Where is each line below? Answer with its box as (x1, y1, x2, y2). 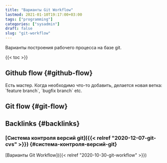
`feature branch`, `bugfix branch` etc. (5, 88, 82, 94)
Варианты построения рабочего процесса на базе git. (5, 45, 122, 50)
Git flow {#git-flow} (5, 102, 68, 111)
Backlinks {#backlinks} (5, 119, 80, 128)
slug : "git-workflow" (5, 31, 51, 36)
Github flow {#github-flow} (5, 69, 93, 77)
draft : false (5, 26, 33, 31)
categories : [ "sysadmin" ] (5, 21, 60, 27)
